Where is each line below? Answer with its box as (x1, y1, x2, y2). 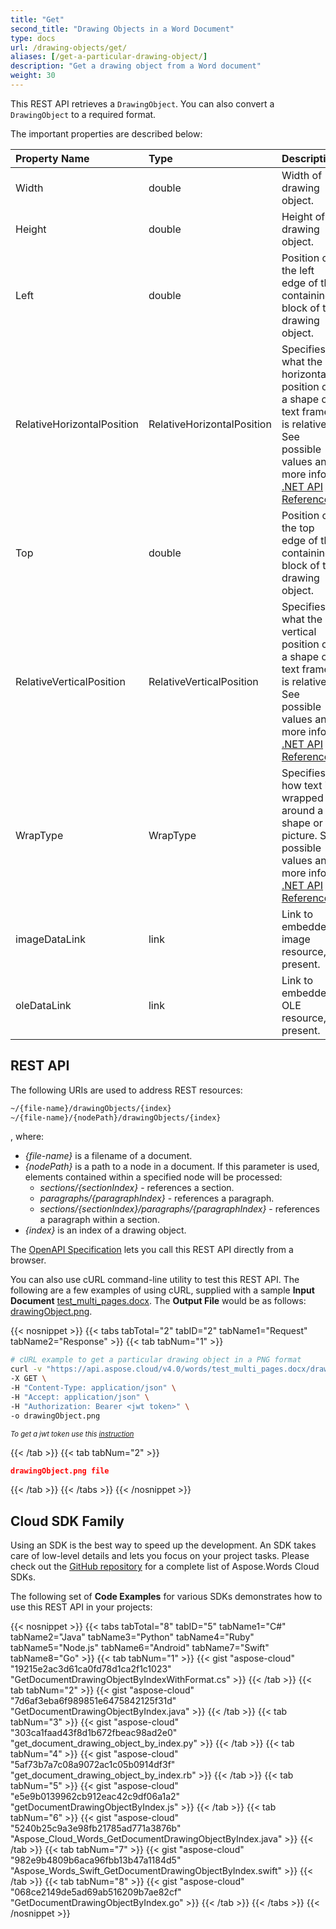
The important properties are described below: (10, 127, 203, 140)
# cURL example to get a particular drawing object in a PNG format (10, 1355, 302, 1365)
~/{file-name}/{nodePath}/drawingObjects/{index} (10, 1112, 222, 1123)
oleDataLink (15, 998, 72, 1012)
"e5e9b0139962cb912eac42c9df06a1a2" (10, 1791, 181, 1803)
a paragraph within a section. (39, 1214, 160, 1226)
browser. (10, 1254, 47, 1266)
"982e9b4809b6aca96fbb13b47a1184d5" (10, 1854, 182, 1866)
